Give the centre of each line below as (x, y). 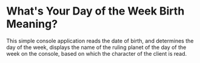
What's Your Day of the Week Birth (95, 11)
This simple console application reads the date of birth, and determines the (100, 41)
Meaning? (32, 24)
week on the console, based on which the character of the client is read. (97, 53)
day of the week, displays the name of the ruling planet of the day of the (96, 47)
